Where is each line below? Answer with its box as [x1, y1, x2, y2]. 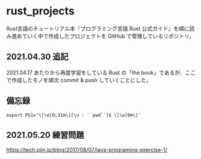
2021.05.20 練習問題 [6, 129, 84, 140]
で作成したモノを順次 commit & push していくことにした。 [6, 76, 152, 84]
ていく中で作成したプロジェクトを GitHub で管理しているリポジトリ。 [22, 32, 195, 40]
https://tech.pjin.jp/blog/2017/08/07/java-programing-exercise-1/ [6, 146, 167, 154]
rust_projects [6, 4, 75, 18]
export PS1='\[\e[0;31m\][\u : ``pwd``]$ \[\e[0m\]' [6, 112, 141, 118]
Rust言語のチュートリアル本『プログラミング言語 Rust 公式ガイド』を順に [6, 25, 190, 32]
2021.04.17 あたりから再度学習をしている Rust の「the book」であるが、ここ [6, 69, 196, 76]
